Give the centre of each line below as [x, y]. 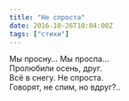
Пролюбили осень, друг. [56, 68]
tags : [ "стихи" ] [39, 34]
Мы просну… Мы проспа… [59, 59]
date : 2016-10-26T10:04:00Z [61, 26]
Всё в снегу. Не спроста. [56, 78]
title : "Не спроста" [48, 17]
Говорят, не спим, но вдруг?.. [65, 87]
